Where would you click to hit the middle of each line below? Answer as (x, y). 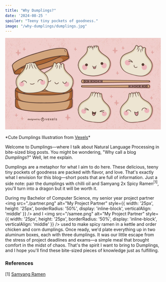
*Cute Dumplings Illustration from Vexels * (48, 137)
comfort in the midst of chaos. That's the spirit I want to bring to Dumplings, (82, 245)
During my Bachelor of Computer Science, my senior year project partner (80, 198)
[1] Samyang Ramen (25, 274)
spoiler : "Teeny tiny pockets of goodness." (52, 21)
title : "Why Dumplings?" (31, 10)
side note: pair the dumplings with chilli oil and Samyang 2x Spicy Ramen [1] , (82, 183)
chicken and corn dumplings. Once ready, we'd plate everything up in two (80, 230)
